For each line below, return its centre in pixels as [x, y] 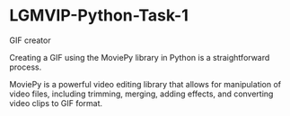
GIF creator [30, 40]
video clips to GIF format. [56, 103]
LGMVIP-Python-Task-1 [99, 16]
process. [26, 67]
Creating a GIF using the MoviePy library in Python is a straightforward [140, 57]
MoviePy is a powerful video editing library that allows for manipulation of [145, 84]
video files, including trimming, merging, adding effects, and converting [141, 94]
